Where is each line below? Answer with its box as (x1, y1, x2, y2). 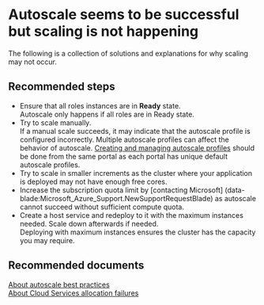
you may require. (19, 235, 75, 245)
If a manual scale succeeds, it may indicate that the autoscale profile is (19, 126, 251, 135)
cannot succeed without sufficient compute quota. (19, 202, 184, 212)
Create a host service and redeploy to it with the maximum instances (19, 210, 243, 219)
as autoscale (214, 193, 257, 203)
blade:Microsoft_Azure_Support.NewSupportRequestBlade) (19, 193, 213, 203)
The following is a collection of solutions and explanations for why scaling (8, 48, 249, 58)
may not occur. (8, 57, 58, 67)
